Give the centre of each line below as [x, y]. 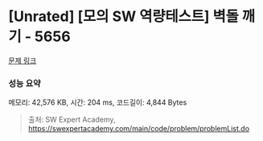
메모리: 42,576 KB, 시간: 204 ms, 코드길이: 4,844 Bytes [98, 102]
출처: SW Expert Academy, [72, 120]
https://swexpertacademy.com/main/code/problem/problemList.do [139, 129]
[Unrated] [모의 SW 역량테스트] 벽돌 [123, 17]
